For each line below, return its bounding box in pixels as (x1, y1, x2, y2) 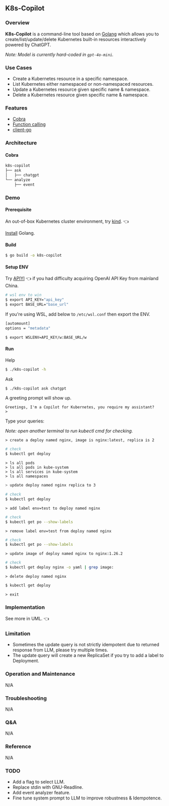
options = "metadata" (5, 326, 51, 331)
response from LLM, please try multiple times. (12, 647, 108, 653)
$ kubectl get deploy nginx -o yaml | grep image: (5, 565, 114, 570)
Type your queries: (5, 418, 44, 424)
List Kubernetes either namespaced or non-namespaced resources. (12, 81, 154, 87)
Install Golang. (5, 230, 35, 236)
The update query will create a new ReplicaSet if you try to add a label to (12, 652, 164, 658)
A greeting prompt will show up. (5, 395, 72, 401)
